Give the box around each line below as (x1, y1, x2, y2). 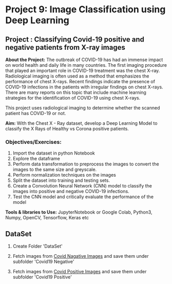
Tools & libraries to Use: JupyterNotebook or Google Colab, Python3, (5, 209, 152, 215)
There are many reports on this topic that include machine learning (5, 89, 146, 96)
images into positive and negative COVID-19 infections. (12, 188, 129, 195)
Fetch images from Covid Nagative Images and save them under (12, 253, 149, 259)
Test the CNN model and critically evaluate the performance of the (12, 194, 154, 200)
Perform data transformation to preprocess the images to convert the (12, 161, 159, 167)
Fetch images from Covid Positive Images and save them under (12, 269, 147, 275)
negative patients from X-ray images (5, 43, 126, 52)
